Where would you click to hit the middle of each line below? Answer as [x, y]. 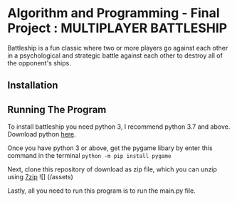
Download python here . [42, 134]
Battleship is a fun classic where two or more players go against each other [118, 48]
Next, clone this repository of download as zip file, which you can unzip [112, 169]
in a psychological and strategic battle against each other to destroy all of [115, 55]
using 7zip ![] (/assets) [40, 177]
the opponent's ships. [39, 63]
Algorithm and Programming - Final [114, 13]
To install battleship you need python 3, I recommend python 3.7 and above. [119, 127]
